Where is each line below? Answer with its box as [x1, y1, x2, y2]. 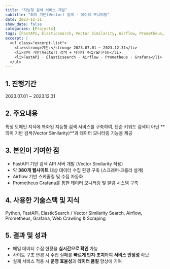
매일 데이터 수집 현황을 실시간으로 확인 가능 [12, 246, 98, 252]
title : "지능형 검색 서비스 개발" [5, 7, 67, 13]
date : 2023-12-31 [5, 17, 42, 22]
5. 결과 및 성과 [5, 231, 47, 240]
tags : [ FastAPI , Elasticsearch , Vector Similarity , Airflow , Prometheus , [5, 31, 165, 36]
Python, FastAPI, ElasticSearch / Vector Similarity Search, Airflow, [5, 210, 143, 216]
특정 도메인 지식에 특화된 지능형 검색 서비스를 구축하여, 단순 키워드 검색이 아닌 [5, 123, 160, 129]
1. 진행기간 [5, 79, 37, 88]
